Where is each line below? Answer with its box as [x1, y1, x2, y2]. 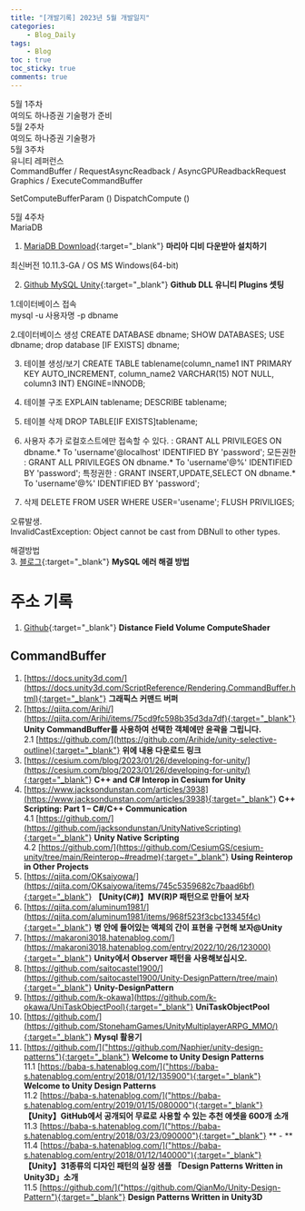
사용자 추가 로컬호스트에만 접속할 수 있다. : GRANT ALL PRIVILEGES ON [23, 435, 282, 446]
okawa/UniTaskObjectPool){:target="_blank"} [23, 1001, 194, 1012]
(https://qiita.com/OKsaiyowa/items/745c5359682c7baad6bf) [23, 880, 255, 891]
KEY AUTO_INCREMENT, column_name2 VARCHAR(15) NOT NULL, [23, 368, 275, 379]
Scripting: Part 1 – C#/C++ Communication [23, 803, 188, 814]
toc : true [10, 55, 52, 65]
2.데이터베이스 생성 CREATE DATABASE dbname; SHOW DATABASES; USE [10, 329, 285, 340]
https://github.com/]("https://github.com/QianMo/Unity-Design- [42, 1182, 281, 1193]
